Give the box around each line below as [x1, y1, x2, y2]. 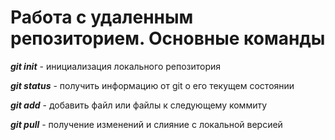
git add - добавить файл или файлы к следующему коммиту [10, 99, 268, 111]
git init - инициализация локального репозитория [10, 60, 222, 72]
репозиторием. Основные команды [10, 27, 326, 50]
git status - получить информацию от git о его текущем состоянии [10, 79, 295, 91]
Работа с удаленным [10, 6, 194, 29]
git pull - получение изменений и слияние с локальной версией [10, 118, 283, 130]
